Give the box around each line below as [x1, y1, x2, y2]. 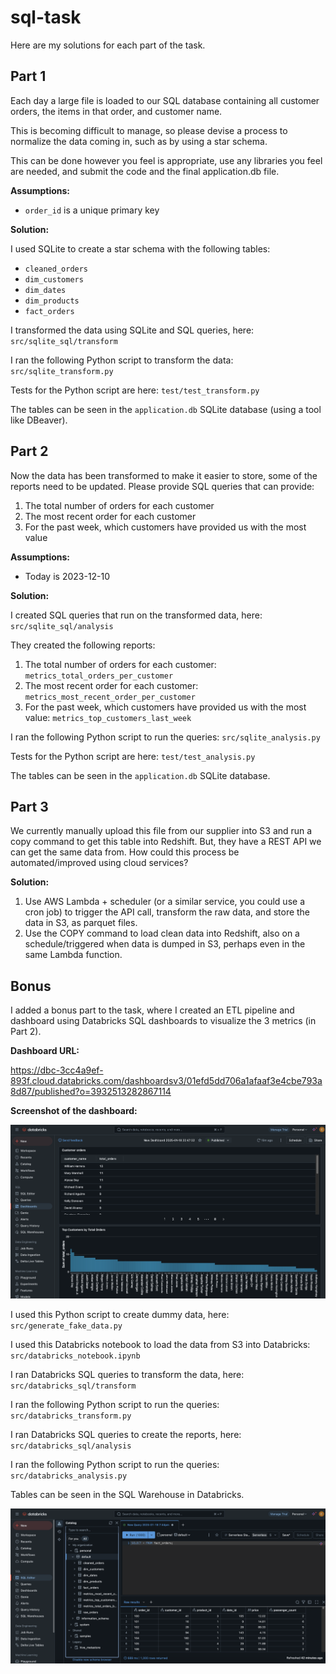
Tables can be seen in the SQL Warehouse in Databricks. [10, 1489, 245, 1501]
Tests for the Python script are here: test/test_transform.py [10, 384, 260, 396]
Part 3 [10, 798, 49, 815]
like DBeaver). [10, 414, 68, 426]
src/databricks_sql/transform [10, 1381, 137, 1391]
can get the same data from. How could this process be [10, 846, 240, 858]
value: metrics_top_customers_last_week [24, 711, 192, 723]
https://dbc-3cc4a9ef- [10, 1064, 104, 1076]
